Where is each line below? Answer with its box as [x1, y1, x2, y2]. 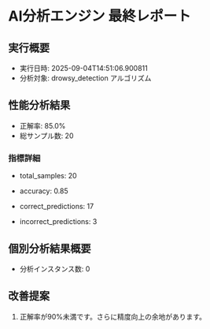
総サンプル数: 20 [19, 131, 74, 140]
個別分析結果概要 [8, 241, 91, 255]
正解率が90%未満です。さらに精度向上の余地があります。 [19, 312, 207, 321]
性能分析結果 [8, 99, 71, 112]
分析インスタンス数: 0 [19, 264, 90, 273]
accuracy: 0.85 [19, 186, 68, 196]
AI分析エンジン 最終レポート [8, 7, 191, 25]
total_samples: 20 [19, 171, 77, 181]
